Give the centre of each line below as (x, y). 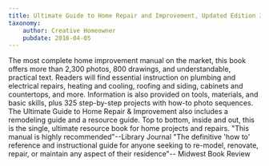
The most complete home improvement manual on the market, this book (127, 61)
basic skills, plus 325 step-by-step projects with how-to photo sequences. (131, 103)
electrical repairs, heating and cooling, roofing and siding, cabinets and (126, 86)
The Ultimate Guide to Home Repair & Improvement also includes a (118, 112)
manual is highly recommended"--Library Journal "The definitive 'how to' (129, 137)
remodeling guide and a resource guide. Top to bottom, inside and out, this (131, 120)
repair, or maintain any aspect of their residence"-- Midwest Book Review (129, 154)
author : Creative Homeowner (69, 30)
